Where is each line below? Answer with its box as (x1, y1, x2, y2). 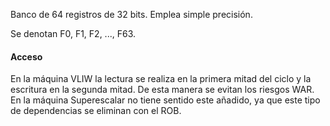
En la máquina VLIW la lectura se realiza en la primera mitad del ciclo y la (10, 73, 312, 85)
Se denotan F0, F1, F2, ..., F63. (10, 28, 136, 39)
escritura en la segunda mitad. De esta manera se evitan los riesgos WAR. (10, 84, 315, 96)
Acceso (10, 50, 43, 63)
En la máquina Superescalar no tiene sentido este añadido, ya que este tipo (10, 94, 321, 106)
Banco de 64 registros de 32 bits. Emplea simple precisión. (10, 9, 253, 20)
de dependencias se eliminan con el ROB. (10, 105, 182, 117)
